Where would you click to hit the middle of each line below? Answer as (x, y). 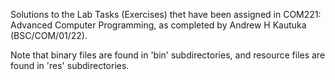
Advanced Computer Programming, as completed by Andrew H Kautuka (158, 25)
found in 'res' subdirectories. (70, 65)
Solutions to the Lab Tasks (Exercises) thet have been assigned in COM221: (166, 14)
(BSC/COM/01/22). (49, 35)
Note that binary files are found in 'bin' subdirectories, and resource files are (168, 55)
